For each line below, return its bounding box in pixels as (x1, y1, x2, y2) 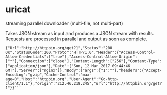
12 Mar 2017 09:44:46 (84, 63, 130, 68)
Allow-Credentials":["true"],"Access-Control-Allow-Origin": (5, 54, 138, 59)
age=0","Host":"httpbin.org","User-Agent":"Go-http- (5, 76, 119, 82)
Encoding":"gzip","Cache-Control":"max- (5, 72, 92, 77)
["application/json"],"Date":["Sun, (5, 63, 83, 68)
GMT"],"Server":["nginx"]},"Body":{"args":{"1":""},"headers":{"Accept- (5, 68, 162, 73)
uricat (5, 4, 31, 15)
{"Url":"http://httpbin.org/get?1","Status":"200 (5, 45, 113, 50)
